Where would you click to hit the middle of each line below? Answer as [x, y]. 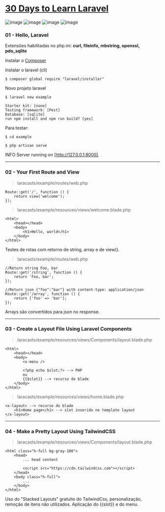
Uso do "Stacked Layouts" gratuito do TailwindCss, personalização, [73, 499]
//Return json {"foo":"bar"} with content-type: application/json [74, 290]
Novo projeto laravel [26, 88]
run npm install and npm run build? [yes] [49, 119]
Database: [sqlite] [25, 115]
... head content [40, 460]
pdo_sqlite [16, 51]
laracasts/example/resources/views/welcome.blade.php [74, 209]
